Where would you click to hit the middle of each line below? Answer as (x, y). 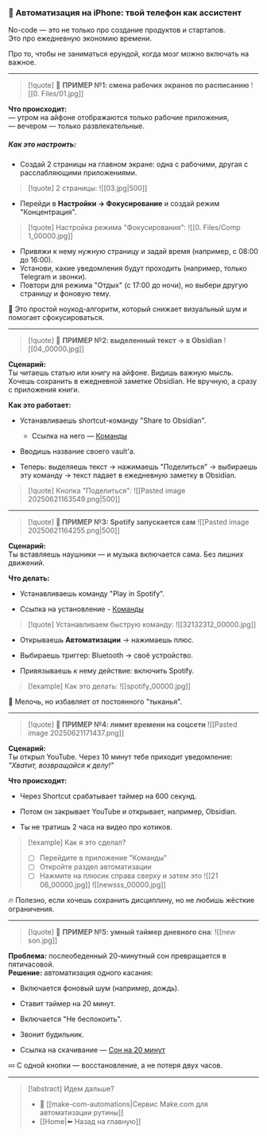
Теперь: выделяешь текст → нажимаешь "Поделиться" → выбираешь (139, 467)
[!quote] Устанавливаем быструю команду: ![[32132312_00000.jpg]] (142, 625)
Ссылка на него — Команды (79, 436)
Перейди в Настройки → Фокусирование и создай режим (120, 204)
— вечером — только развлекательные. (77, 126)
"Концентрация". (48, 212)
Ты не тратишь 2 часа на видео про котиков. (96, 827)
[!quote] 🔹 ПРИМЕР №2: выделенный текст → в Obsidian (125, 341)
